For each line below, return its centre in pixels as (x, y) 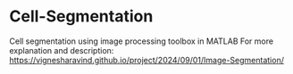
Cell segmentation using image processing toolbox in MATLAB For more (142, 41)
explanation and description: (62, 50)
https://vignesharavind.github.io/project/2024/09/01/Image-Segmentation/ (146, 60)
